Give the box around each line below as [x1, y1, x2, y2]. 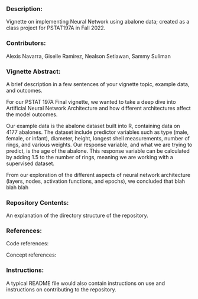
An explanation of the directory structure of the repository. [6, 212, 149, 219]
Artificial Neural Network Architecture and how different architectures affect [6, 104, 191, 111]
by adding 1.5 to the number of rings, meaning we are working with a [6, 153, 173, 160]
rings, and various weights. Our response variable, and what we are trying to [6, 141, 193, 148]
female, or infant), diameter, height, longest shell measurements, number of [6, 134, 190, 142]
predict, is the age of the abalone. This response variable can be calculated [6, 147, 190, 155]
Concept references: [6, 251, 57, 258]
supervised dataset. [6, 160, 55, 167]
